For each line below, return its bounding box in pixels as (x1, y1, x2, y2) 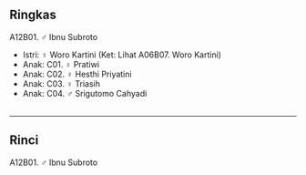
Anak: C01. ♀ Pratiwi (22, 58, 100, 69)
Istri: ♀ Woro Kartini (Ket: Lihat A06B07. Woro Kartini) (22, 49, 221, 60)
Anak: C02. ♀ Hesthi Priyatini (22, 68, 132, 79)
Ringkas (9, 7, 56, 23)
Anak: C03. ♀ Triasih (22, 77, 101, 89)
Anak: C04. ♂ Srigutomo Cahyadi (22, 87, 148, 98)
